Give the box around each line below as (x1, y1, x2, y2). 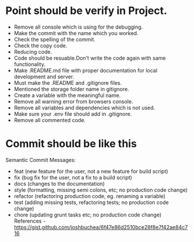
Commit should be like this (5, 137, 137, 150)
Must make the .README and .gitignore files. (13, 79, 122, 86)
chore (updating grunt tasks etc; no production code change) (13, 211, 162, 218)
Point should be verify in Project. (5, 4, 168, 18)
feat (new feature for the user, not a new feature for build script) (13, 168, 168, 175)
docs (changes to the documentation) (13, 180, 105, 187)
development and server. (13, 73, 74, 80)
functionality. (13, 60, 46, 68)
